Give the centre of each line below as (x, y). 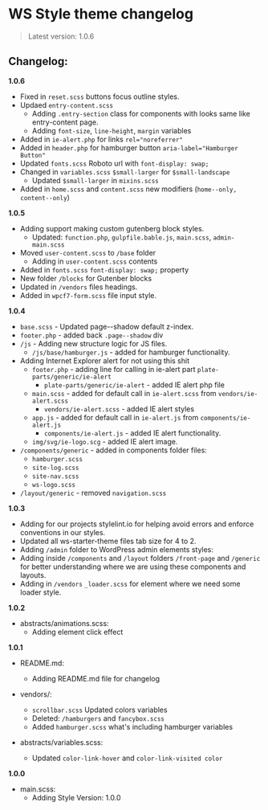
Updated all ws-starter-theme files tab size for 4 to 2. (108, 541)
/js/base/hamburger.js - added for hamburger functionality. (131, 352)
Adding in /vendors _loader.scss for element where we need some (130, 583)
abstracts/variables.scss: (61, 742)
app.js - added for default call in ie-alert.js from (115, 417)
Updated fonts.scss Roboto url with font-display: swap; (114, 163)
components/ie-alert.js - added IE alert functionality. (132, 433)
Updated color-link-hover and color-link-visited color (127, 758)
